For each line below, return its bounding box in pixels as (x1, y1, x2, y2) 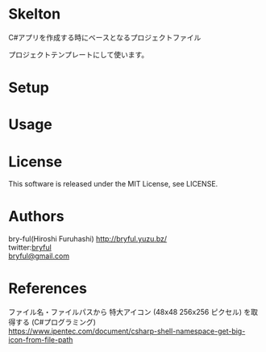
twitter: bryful (8, 243, 52, 253)
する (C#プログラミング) (15, 317, 97, 327)
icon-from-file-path (8, 335, 73, 345)
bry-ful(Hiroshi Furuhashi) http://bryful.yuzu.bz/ (8, 234, 168, 244)
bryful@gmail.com (8, 251, 70, 261)
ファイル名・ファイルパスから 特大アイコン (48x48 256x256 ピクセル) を (8, 308, 251, 317)
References (8, 279, 87, 298)
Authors (8, 207, 64, 226)
